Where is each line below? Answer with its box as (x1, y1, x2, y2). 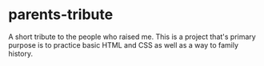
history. (8, 49, 34, 58)
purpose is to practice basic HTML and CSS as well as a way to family (8, 40, 238, 49)
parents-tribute (8, 6, 114, 24)
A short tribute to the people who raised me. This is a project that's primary (8, 32, 256, 41)
